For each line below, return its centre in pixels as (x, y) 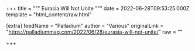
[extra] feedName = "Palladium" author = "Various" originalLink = (85, 26)
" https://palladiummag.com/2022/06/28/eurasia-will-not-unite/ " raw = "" (94, 32)
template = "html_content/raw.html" (49, 14)
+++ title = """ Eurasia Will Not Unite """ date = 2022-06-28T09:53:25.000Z (98, 8)
